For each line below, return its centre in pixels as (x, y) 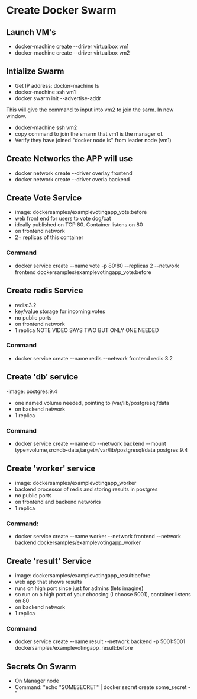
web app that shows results (48, 582)
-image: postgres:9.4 (32, 391)
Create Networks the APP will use (70, 159)
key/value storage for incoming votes (60, 311)
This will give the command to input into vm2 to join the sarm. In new (90, 110)
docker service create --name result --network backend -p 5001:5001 (100, 641)
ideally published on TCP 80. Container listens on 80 (79, 225)
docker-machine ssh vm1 (45, 92)
